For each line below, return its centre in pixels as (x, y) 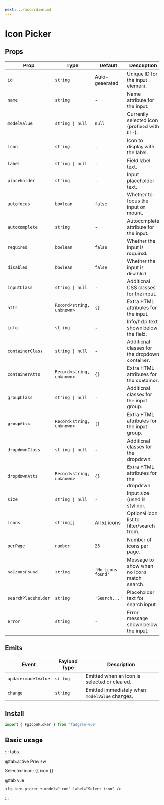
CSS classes (141, 287)
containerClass (25, 351)
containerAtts (24, 374)
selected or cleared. (109, 682)
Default (109, 65)
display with (141, 146)
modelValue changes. (109, 696)
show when (140, 566)
